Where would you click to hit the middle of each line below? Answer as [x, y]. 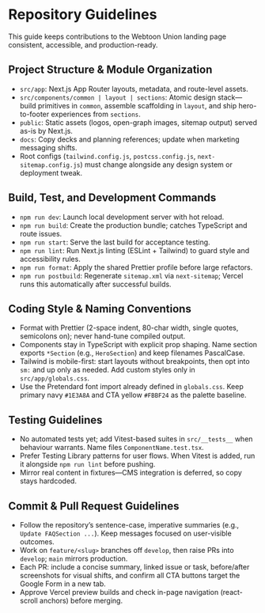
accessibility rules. [50, 259]
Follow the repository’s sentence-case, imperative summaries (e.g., [129, 525]
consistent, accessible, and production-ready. [83, 44]
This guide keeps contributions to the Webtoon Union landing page [117, 36]
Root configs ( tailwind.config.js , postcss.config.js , [108, 156]
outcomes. [37, 542]
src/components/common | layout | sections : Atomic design [117, 97]
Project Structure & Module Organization [110, 70]
